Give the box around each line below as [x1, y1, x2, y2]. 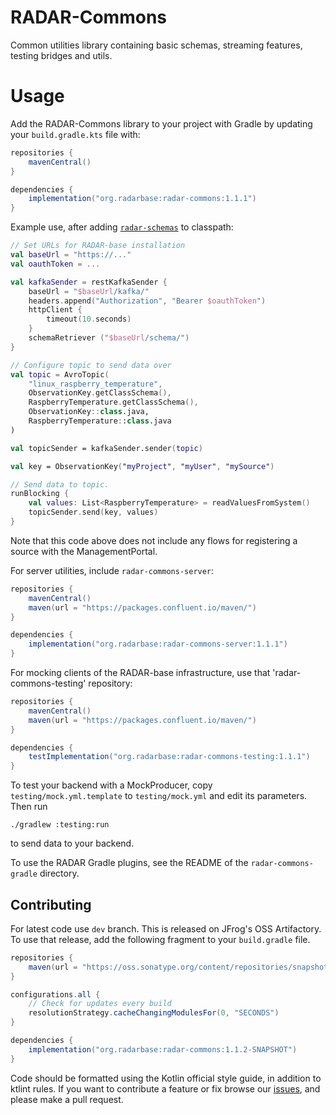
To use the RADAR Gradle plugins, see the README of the [10, 857, 249, 869]
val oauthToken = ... [10, 259, 101, 269]
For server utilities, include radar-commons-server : [10, 564, 215, 576]
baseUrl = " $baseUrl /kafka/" [28, 286, 150, 296]
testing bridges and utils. [10, 49, 113, 61]
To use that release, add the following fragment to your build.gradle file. [10, 933, 311, 945]
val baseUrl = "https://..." [10, 250, 132, 260]
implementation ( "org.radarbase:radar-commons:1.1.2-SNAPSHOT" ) [28, 1044, 298, 1055]
